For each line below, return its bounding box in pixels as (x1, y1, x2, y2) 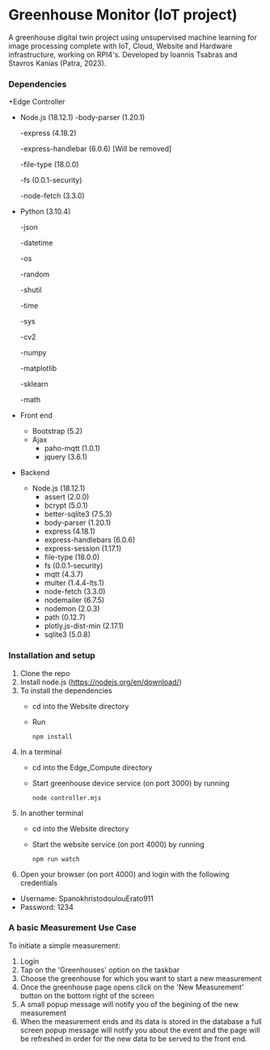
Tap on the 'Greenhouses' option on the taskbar (19, 965, 180, 975)
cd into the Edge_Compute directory (32, 763, 153, 772)
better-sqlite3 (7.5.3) (44, 509, 112, 519)
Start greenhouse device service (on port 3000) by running (32, 778, 230, 788)
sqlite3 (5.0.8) (44, 630, 91, 640)
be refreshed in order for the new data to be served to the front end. (19, 1034, 248, 1044)
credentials (19, 878, 58, 887)
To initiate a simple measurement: (8, 941, 121, 950)
